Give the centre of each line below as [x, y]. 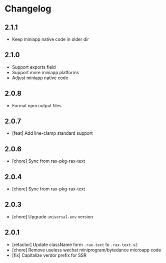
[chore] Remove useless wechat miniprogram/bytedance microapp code [86, 250]
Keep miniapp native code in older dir [50, 39]
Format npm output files [37, 105]
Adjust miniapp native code [40, 78]
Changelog [28, 9]
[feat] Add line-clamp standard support [52, 133]
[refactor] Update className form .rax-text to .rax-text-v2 [75, 244]
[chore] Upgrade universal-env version [52, 216]
